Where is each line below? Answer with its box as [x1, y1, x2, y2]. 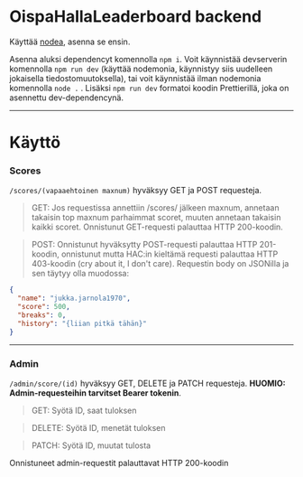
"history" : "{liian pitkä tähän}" [17, 319, 147, 328]
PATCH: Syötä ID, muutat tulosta [31, 440, 151, 451]
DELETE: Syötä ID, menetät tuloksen [31, 422, 166, 433]
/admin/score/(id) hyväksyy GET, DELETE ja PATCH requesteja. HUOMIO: [9, 378, 286, 388]
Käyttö [9, 133, 61, 153]
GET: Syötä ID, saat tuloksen [31, 405, 137, 416]
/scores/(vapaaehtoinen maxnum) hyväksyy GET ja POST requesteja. [9, 185, 262, 196]
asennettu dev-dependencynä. [9, 92, 124, 103]
